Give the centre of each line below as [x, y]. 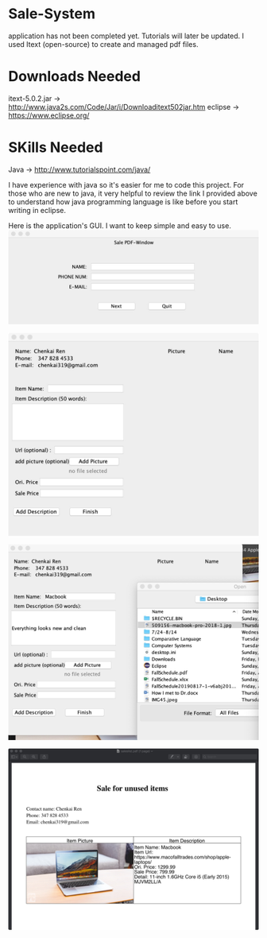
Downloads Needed [75, 77]
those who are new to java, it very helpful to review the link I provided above [133, 193]
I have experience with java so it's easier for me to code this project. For [126, 184]
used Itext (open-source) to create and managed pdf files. [103, 44]
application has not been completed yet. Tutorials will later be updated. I [126, 36]
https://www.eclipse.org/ [49, 115]
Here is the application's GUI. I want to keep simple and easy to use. [120, 225]
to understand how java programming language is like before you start [123, 202]
